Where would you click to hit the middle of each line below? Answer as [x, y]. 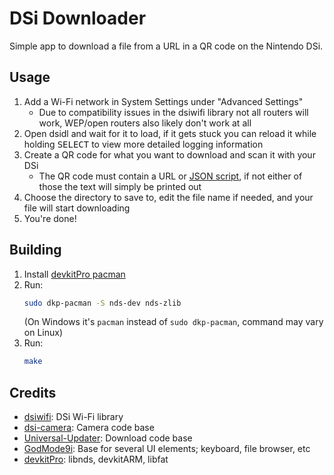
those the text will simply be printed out [120, 186]
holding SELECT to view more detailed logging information [143, 144]
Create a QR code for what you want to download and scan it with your [169, 154]
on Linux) [43, 333]
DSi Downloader [78, 18]
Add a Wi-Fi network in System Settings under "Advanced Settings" [163, 101]
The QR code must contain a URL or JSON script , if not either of [170, 176]
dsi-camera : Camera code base [89, 428]
